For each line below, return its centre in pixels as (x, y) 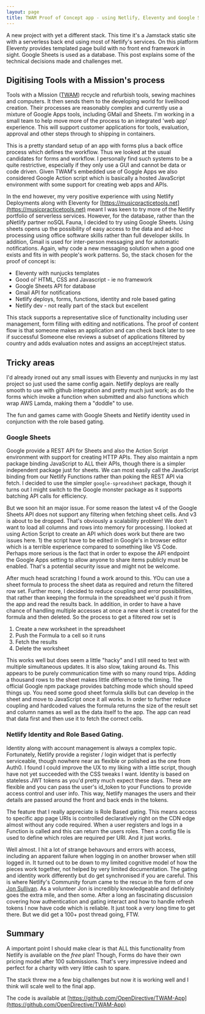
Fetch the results (36, 642)
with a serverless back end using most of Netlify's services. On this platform (103, 42)
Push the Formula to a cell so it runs (60, 635)
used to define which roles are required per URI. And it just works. (89, 837)
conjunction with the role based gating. (56, 421)
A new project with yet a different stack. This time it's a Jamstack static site (101, 35)
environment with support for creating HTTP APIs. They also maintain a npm (102, 457)
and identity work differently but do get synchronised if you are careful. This (102, 875)
